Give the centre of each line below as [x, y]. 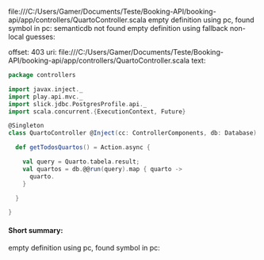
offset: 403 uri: [33, 52]
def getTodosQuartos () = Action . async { [83, 147]
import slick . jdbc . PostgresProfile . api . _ [78, 104]
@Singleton [26, 126]
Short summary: [36, 230]
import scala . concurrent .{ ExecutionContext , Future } [97, 111]
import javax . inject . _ [46, 89]
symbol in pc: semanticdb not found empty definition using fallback [118, 28]
